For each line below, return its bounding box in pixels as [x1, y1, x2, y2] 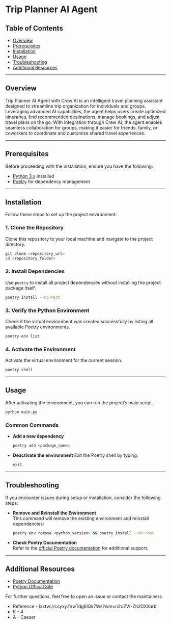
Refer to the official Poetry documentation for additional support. [12, 545, 149, 551]
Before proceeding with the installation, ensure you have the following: [5, 163, 153, 169]
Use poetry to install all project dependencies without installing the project [5, 279, 161, 285]
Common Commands [5, 422, 59, 429]
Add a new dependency [12, 433, 64, 439]
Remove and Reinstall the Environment [12, 510, 97, 516]
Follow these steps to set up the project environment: [5, 212, 117, 218]
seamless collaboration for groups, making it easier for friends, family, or [5, 124, 158, 131]
